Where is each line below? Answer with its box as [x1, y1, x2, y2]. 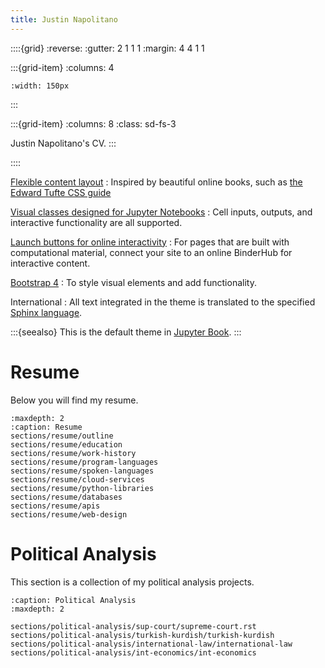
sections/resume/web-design [10, 509, 128, 520]
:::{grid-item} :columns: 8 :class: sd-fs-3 [10, 117, 177, 130]
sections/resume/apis [10, 501, 101, 511]
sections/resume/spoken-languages [10, 466, 155, 476]
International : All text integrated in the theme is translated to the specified [10, 296, 316, 308]
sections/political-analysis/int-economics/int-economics [10, 647, 257, 658]
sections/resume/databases [10, 492, 123, 502]
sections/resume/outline [10, 431, 114, 441]
